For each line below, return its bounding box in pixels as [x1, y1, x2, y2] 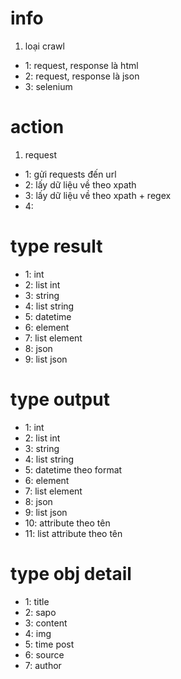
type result [10, 235, 103, 258]
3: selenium [24, 80, 73, 92]
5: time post [24, 638, 75, 650]
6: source [24, 648, 65, 661]
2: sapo [24, 606, 57, 618]
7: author [24, 659, 62, 671]
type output [10, 388, 110, 411]
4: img [24, 627, 52, 639]
